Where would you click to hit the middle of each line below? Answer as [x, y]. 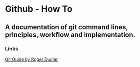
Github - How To [39, 9]
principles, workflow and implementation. [70, 34]
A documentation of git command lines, [67, 27]
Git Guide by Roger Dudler [32, 59]
